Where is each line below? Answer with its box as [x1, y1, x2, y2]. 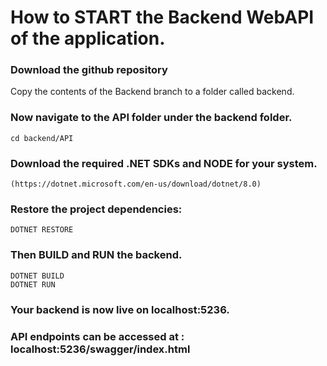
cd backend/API [10, 133, 74, 143]
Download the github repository [10, 63, 168, 77]
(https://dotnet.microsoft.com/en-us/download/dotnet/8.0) [10, 179, 262, 190]
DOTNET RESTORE [10, 225, 74, 235]
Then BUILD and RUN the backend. [10, 248, 183, 262]
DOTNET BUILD [10, 271, 65, 281]
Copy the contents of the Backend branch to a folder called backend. [10, 86, 295, 98]
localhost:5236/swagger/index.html [10, 342, 191, 356]
